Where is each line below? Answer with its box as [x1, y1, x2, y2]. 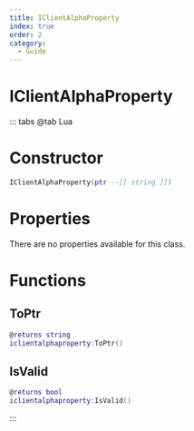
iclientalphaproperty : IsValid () [9, 397, 131, 406]
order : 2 [9, 30, 43, 39]
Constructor [9, 148, 104, 169]
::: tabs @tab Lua [9, 116, 73, 127]
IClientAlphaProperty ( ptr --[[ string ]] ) [9, 178, 172, 187]
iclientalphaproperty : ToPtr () [9, 338, 124, 348]
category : [9, 38, 47, 48]
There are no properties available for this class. [9, 238, 186, 250]
